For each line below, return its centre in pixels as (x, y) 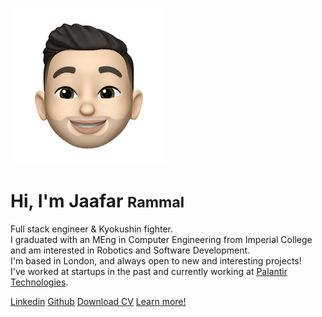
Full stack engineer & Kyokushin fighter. (92, 229)
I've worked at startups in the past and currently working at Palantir (149, 271)
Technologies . (39, 282)
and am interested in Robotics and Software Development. (130, 250)
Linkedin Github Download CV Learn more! (98, 301)
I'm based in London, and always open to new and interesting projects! (156, 260)
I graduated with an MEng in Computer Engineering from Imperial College (161, 239)
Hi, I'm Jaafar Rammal (97, 201)
